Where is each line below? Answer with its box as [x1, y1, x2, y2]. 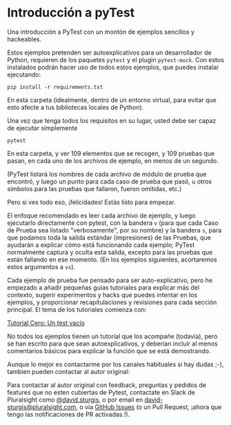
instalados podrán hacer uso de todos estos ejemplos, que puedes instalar [7, 63, 219, 71]
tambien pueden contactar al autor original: [7, 367, 130, 375]
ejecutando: [7, 70, 41, 79]
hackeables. [7, 34, 42, 43]
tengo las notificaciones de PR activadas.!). [7, 410, 130, 418]
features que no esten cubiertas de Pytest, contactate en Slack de [7, 388, 195, 396]
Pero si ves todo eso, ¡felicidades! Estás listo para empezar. [7, 198, 176, 206]
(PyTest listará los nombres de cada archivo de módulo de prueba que [7, 170, 207, 178]
